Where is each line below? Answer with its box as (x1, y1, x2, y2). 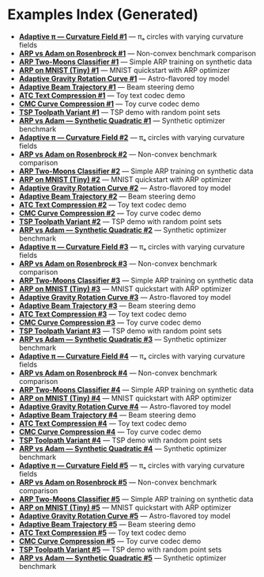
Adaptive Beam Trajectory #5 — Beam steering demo (18, 519, 196, 529)
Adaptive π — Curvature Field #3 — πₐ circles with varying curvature (18, 241, 246, 251)
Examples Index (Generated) (7, 6, 199, 24)
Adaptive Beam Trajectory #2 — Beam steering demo (18, 192, 196, 201)
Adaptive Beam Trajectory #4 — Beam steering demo (18, 410, 197, 419)
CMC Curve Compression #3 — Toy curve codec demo (18, 317, 202, 327)
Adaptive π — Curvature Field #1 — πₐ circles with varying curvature (18, 32, 244, 41)
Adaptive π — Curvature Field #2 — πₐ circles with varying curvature (18, 132, 245, 142)
